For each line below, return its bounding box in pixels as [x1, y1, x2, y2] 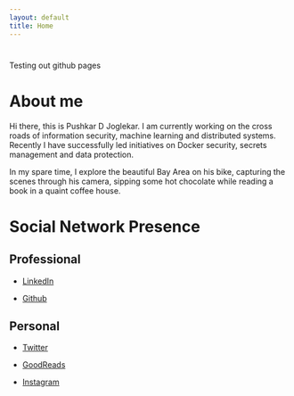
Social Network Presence [9, 216, 200, 236]
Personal [9, 318, 61, 334]
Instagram [21, 376, 60, 388]
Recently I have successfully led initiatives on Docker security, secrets [9, 139, 267, 150]
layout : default [9, 12, 69, 22]
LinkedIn [21, 276, 54, 286]
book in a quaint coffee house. [9, 185, 121, 196]
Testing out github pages [9, 60, 101, 70]
